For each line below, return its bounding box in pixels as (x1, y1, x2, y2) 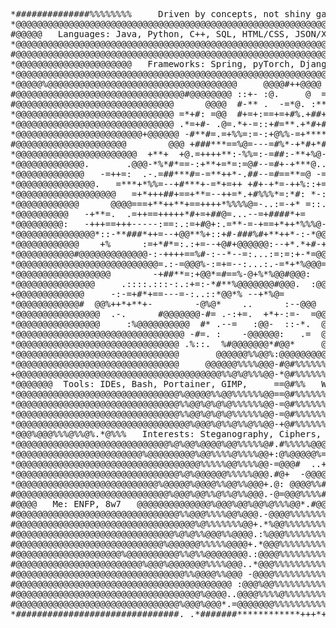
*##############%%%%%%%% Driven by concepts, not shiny (10, 9, 312, 19)
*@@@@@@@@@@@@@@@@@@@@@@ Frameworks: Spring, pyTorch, (10, 59, 296, 69)
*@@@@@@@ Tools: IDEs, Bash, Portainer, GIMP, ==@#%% (10, 379, 307, 389)
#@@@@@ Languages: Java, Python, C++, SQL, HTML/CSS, (10, 29, 290, 39)
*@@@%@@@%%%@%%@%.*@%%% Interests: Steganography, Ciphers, (10, 429, 322, 439)
